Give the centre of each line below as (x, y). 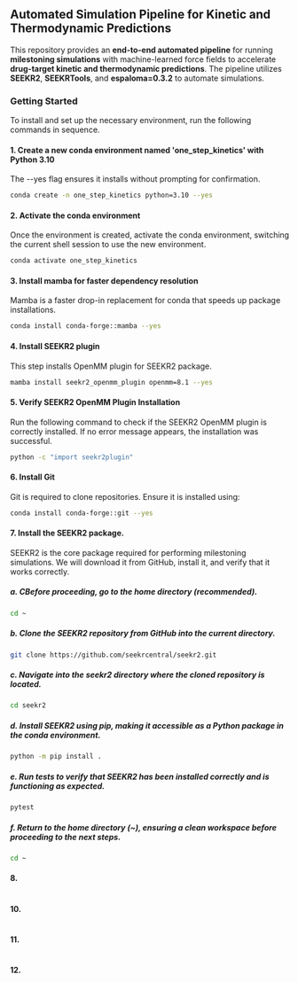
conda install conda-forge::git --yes (82, 513)
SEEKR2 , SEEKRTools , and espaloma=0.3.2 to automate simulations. (137, 78)
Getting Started (44, 101)
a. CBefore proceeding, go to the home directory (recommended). (134, 592)
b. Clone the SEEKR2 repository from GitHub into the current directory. (143, 634)
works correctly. (40, 572)
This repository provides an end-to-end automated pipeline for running (141, 50)
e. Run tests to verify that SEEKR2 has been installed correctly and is (140, 776)
